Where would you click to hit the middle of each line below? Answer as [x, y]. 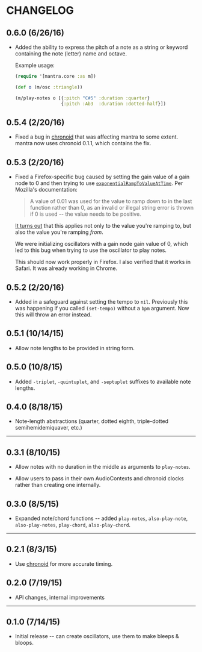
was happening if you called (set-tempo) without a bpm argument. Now [102, 308]
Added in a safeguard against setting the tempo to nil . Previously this [101, 301]
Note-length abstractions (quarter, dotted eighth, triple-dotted [92, 421]
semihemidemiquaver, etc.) [48, 428]
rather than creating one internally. [58, 485]
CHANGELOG [40, 11]
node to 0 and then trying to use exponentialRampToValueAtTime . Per [99, 183]
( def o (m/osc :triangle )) [49, 87]
